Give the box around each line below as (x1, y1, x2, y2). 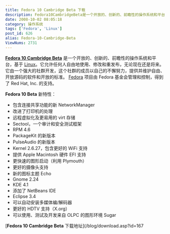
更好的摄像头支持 (12, 164, 49, 170)
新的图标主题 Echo (12, 170, 52, 176)
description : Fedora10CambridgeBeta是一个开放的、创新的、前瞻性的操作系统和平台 (5, 12, 165, 17)
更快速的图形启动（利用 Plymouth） (12, 158, 87, 164)
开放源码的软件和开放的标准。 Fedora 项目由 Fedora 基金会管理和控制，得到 (5, 74, 163, 80)
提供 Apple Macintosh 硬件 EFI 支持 (12, 151, 86, 158)
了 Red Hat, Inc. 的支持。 (5, 80, 57, 86)
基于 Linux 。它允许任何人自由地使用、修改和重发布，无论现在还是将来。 (14, 61, 164, 67)
